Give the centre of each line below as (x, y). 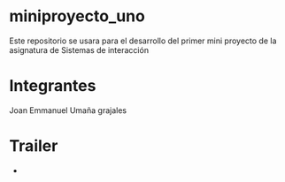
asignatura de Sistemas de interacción (79, 49)
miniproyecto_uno (77, 16)
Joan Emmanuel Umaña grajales (68, 110)
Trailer (34, 146)
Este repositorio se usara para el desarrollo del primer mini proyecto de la (143, 41)
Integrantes (53, 86)
